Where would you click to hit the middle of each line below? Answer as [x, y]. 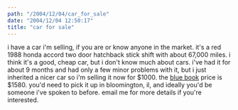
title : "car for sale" [41, 27]
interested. [23, 100]
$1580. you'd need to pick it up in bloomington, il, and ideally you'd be [110, 85]
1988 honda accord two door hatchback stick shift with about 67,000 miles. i [119, 55]
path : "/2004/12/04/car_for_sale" [59, 14]
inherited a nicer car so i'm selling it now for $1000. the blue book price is [115, 77]
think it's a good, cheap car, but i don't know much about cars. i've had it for [119, 62]
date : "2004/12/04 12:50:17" [50, 21]
